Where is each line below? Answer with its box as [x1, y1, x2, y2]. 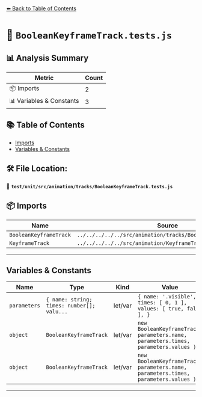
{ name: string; [46, 297, 93, 303]
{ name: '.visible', [137, 294, 197, 300]
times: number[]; [46, 303, 96, 309]
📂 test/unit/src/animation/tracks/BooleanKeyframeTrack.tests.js [6, 182, 173, 189]
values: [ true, [137, 306, 185, 312]
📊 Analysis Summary [6, 53, 89, 63]
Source [157, 221, 179, 230]
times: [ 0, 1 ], [137, 300, 188, 306]
